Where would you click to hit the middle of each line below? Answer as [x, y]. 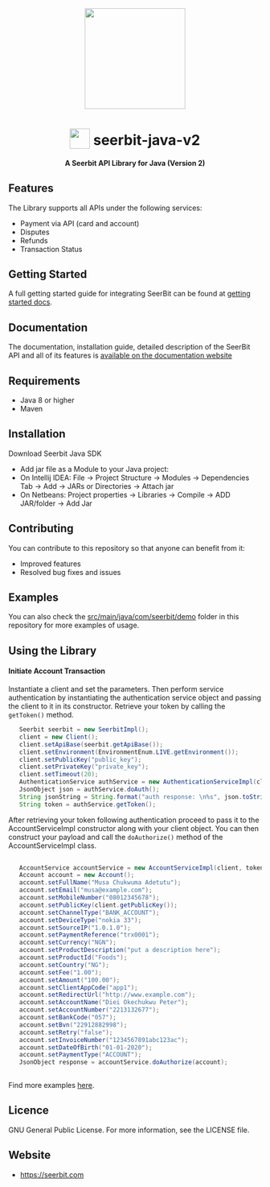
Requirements [44, 381]
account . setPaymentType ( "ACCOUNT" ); [80, 1055]
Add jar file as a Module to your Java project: [94, 469]
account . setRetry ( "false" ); [66, 1032]
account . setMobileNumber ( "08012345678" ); [89, 898]
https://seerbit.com [52, 1174]
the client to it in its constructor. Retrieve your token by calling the [117, 706]
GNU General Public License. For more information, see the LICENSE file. [129, 1130]
